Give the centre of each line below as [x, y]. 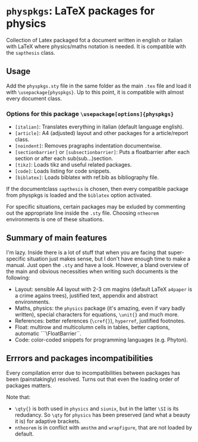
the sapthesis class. [31, 52]
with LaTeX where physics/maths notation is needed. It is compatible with [96, 46]
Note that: [18, 397]
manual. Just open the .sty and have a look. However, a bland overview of [98, 265]
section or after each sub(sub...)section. [64, 158]
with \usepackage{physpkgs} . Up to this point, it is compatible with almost [95, 92]
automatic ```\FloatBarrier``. [48, 333]
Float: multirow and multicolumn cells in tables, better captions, [92, 327]
